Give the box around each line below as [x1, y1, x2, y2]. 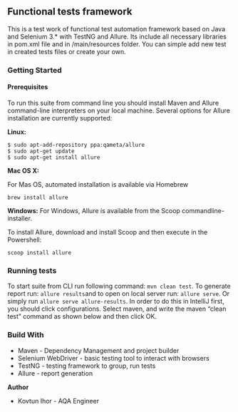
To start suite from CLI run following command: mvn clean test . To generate [7, 282, 231, 291]
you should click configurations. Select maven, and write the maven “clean [7, 304, 227, 313]
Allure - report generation [17, 369, 93, 377]
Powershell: [7, 235, 42, 244]
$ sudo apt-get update [7, 148, 75, 155]
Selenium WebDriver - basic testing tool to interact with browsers [17, 354, 210, 362]
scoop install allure [7, 249, 72, 256]
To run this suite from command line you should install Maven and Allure [7, 98, 219, 107]
